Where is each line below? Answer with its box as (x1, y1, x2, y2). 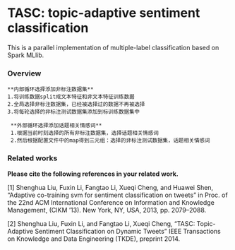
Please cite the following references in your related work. (7, 169, 179, 178)
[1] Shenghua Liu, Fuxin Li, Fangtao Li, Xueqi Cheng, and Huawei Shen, (7, 183, 214, 191)
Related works (7, 153, 58, 163)
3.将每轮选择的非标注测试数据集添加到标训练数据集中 (7, 108, 140, 116)
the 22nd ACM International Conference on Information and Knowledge (7, 198, 215, 206)
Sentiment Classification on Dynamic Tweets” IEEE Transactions (35, 227, 221, 235)
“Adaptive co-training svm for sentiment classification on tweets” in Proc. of (7, 191, 228, 199)
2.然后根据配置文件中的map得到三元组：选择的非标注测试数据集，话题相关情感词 (10, 137, 210, 144)
